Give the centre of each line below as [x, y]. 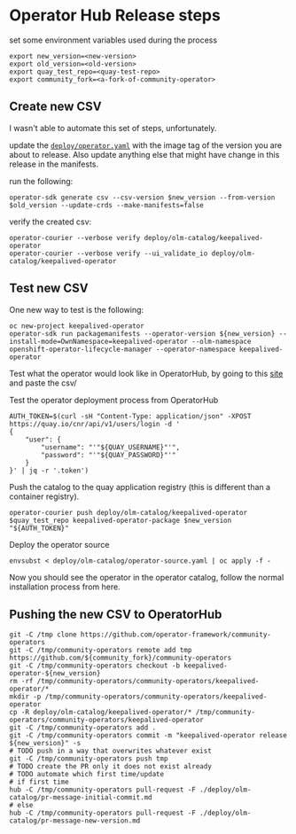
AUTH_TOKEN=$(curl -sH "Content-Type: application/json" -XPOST [130, 416]
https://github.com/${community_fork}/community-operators [121, 658]
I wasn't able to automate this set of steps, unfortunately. [113, 128]
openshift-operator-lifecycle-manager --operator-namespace [123, 349]
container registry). [44, 496]
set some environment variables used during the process [113, 40]
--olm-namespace [222, 341]
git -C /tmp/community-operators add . [83, 728]
